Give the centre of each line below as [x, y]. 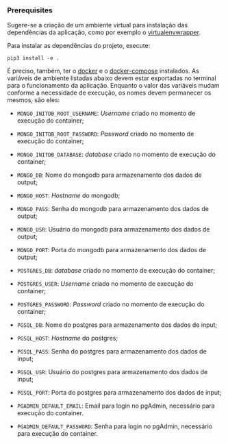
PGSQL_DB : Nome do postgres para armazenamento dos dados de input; [117, 325]
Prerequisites [30, 10]
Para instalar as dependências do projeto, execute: [79, 46]
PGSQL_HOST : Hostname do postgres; [67, 338]
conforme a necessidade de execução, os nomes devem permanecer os [109, 93]
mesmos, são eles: [34, 100]
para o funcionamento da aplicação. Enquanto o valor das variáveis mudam [114, 86]
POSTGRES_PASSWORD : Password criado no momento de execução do [111, 304]
